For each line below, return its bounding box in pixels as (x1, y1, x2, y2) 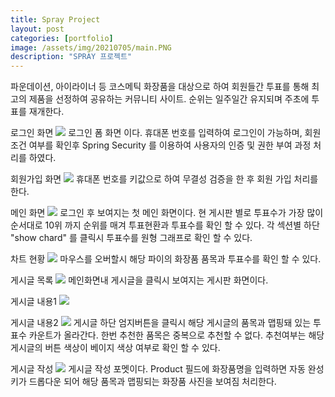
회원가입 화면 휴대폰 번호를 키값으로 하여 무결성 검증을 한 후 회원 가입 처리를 (10, 173, 319, 185)
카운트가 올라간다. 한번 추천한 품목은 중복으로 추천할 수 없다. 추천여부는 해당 (28, 329, 325, 341)
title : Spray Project (10, 14, 101, 25)
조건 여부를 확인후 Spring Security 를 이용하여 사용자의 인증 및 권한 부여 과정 (10, 139, 312, 151)
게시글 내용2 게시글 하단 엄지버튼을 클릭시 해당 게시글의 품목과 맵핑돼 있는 (10, 317, 312, 329)
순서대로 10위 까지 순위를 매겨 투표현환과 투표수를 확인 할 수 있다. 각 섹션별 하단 (10, 219, 320, 231)
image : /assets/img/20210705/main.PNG (10, 42, 172, 53)
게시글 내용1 (10, 296, 58, 308)
